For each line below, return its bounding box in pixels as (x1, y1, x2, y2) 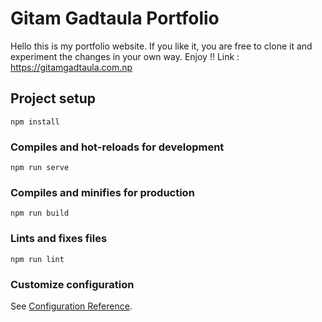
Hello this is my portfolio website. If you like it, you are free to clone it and (10, 40, 313, 52)
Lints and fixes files (10, 232, 108, 246)
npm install (10, 117, 60, 127)
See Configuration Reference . (10, 300, 133, 312)
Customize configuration (10, 277, 135, 291)
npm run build (10, 208, 70, 219)
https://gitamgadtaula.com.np (10, 61, 133, 73)
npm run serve (10, 163, 70, 173)
